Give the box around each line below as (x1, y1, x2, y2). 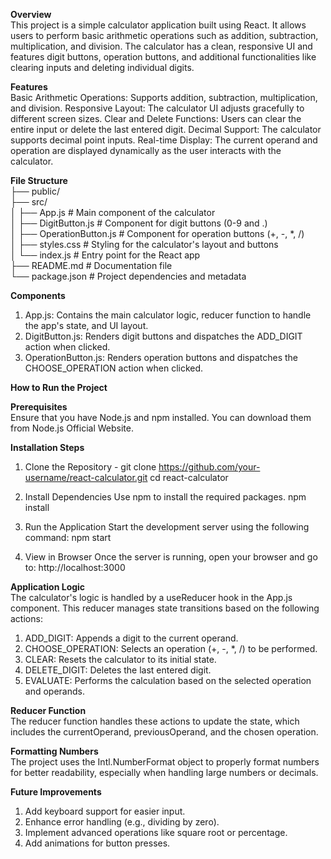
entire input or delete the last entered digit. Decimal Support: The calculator (10, 124, 322, 135)
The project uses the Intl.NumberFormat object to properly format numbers (10, 756, 320, 768)
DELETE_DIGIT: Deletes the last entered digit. (24, 664, 212, 676)
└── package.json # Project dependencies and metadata (10, 270, 247, 282)
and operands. (24, 685, 85, 697)
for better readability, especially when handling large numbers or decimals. (10, 767, 319, 778)
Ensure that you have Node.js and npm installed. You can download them (10, 412, 312, 423)
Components (10, 290, 66, 301)
